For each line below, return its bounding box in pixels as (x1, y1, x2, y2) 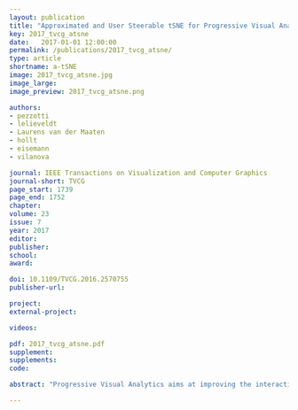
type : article (9, 54, 62, 63)
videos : (9, 323, 38, 332)
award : (9, 259, 34, 268)
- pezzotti (9, 112, 50, 120)
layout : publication (9, 12, 86, 22)
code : (9, 364, 29, 373)
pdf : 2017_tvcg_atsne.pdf (9, 339, 105, 348)
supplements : (9, 356, 58, 365)
